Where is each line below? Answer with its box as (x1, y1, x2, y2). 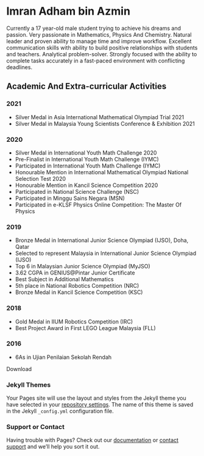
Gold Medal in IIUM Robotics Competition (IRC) (15, 318, 133, 325)
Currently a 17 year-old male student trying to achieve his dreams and (6, 24, 181, 32)
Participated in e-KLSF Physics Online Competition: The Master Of (15, 200, 182, 208)
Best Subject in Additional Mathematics (15, 276, 114, 283)
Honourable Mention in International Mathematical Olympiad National (15, 168, 189, 175)
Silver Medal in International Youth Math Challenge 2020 (15, 149, 157, 156)
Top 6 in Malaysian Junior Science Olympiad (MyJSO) (15, 263, 150, 270)
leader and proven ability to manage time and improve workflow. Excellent (6, 37, 192, 45)
